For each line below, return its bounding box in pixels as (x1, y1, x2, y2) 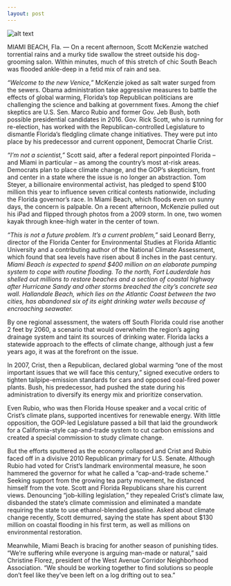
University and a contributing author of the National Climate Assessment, (7, 245, 216, 253)
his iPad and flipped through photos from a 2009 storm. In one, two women (7, 210, 222, 218)
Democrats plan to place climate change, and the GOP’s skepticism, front (7, 165, 216, 174)
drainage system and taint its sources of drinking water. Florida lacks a (7, 333, 209, 341)
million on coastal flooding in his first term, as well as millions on (7, 520, 190, 528)
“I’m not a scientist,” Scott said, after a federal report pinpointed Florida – (7, 151, 216, 159)
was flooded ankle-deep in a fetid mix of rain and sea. (7, 65, 161, 73)
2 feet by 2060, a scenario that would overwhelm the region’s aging (7, 325, 200, 333)
